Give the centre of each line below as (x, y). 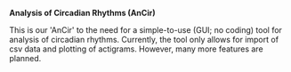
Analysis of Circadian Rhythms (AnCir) (82, 13)
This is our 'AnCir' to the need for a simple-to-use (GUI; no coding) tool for (146, 30)
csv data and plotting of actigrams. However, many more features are (137, 49)
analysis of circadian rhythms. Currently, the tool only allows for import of (144, 40)
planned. (25, 58)
